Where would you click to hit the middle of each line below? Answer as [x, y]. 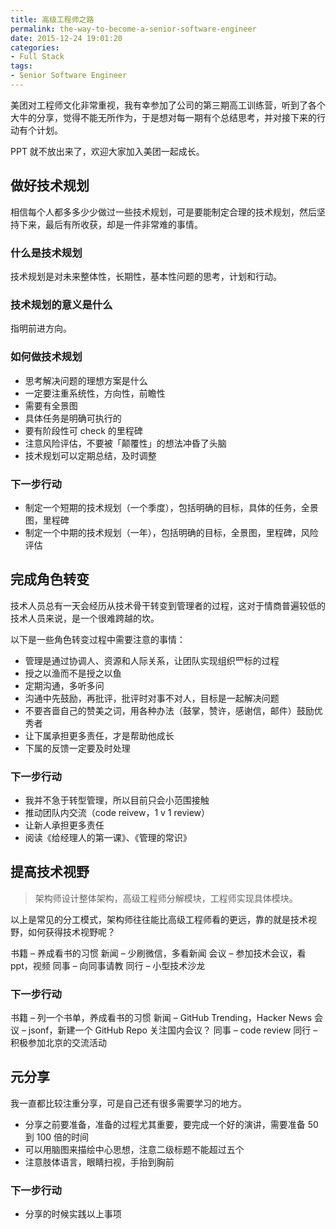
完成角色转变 [50, 579]
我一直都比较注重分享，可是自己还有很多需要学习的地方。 [128, 1103]
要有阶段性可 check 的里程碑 [83, 430]
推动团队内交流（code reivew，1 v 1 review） [117, 812]
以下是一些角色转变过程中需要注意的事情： [98, 639]
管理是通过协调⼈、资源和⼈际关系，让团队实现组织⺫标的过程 [152, 660]
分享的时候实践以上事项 [73, 1214]
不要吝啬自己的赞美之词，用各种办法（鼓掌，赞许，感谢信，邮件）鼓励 [169, 710]
